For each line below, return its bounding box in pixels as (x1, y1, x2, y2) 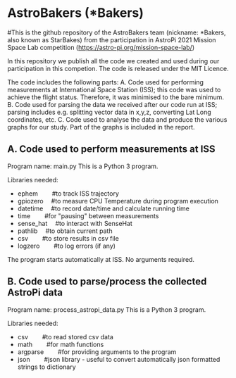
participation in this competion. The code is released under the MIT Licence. (7, 64, 229, 73)
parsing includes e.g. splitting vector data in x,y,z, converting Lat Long (7, 108, 211, 116)
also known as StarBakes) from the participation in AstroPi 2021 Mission (7, 35, 216, 44)
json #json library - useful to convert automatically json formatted (17, 355, 221, 363)
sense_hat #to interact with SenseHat (17, 219, 132, 227)
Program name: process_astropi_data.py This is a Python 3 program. (7, 305, 206, 314)
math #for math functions (17, 340, 104, 348)
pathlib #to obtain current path (17, 227, 113, 235)
